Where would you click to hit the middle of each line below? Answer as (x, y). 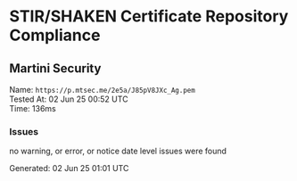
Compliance (55, 35)
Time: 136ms (33, 108)
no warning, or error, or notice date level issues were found (118, 151)
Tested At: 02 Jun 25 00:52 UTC (69, 99)
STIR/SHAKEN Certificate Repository (149, 16)
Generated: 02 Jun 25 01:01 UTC (69, 169)
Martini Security (55, 68)
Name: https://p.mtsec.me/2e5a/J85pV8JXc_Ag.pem (103, 90)
